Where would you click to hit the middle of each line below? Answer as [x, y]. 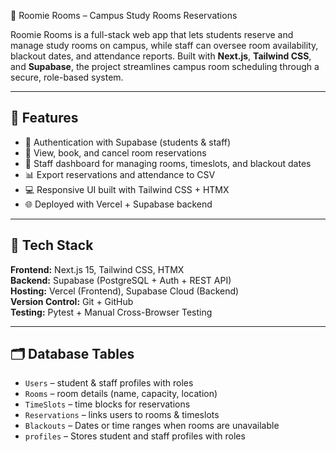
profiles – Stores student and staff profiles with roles [135, 436]
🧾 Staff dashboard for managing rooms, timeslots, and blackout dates [168, 163]
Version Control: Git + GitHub [72, 301]
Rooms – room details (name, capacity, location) [121, 394]
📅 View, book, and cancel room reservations [115, 152]
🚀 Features [44, 118]
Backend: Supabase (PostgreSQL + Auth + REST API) [121, 280]
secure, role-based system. [67, 77]
